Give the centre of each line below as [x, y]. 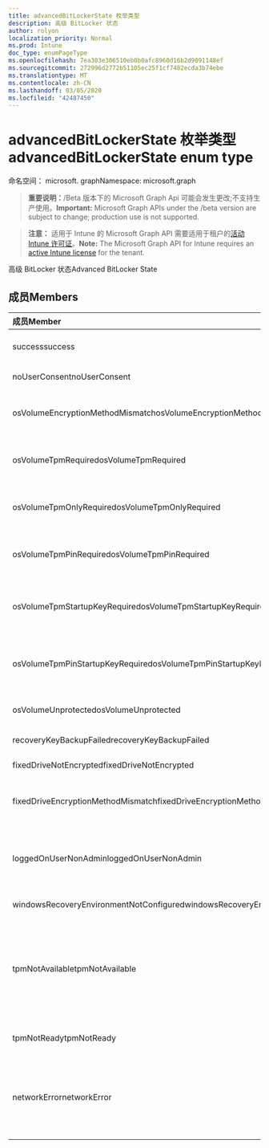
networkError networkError [62, 1097]
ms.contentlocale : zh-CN [50, 83]
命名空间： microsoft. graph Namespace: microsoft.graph [102, 181]
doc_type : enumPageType [48, 53]
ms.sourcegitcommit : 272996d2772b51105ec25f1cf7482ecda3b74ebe [116, 68]
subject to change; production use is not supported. [114, 217]
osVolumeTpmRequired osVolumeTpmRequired [99, 460]
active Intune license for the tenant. [86, 253]
